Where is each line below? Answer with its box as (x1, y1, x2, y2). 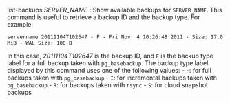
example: (7, 21, 33, 28)
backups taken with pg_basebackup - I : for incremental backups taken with (7, 73, 218, 82)
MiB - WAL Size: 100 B (7, 40, 72, 47)
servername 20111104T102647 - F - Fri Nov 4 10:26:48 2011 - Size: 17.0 (7, 34, 224, 41)
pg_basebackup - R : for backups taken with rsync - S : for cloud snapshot (7, 81, 209, 89)
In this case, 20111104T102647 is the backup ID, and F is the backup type (7, 51, 213, 60)
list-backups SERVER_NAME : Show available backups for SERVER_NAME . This (7, 6, 222, 14)
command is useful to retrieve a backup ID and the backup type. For (7, 13, 200, 21)
